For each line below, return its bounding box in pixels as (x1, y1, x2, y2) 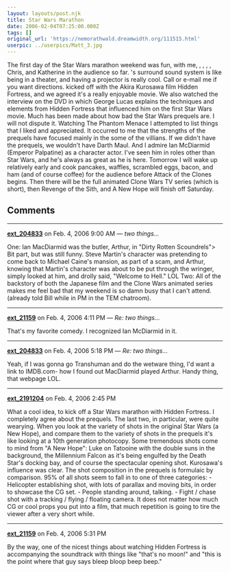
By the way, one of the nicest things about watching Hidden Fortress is (7, 542, 207, 551)
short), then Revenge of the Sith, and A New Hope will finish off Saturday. (7, 185, 214, 193)
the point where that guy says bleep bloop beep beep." (7, 557, 162, 565)
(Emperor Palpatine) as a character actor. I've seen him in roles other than (7, 148, 216, 157)
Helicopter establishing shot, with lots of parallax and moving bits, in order (7, 480, 217, 488)
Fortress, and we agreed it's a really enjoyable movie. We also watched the (7, 90, 218, 98)
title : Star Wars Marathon (7, 16, 84, 23)
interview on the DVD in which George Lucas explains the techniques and (7, 98, 214, 105)
